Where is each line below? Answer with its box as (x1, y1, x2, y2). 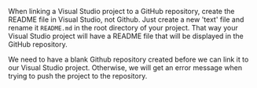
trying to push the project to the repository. (8, 72, 148, 80)
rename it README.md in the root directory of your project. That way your (8, 23, 238, 32)
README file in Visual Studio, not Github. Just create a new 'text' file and (8, 15, 244, 24)
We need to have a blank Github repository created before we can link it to (8, 55, 249, 64)
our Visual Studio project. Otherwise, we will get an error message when (8, 63, 242, 72)
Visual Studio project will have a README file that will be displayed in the (8, 31, 244, 40)
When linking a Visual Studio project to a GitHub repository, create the (8, 7, 235, 16)
